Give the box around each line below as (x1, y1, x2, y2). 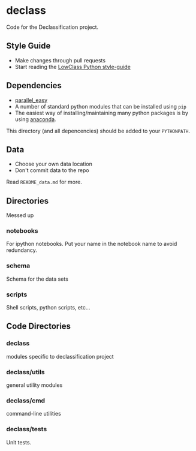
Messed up (6, 212, 34, 219)
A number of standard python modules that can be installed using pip (14, 103, 187, 110)
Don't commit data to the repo (14, 167, 89, 174)
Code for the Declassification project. (6, 23, 99, 31)
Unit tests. (6, 438, 32, 446)
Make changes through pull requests (14, 56, 106, 64)
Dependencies (6, 80, 62, 91)
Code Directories (6, 321, 71, 332)
